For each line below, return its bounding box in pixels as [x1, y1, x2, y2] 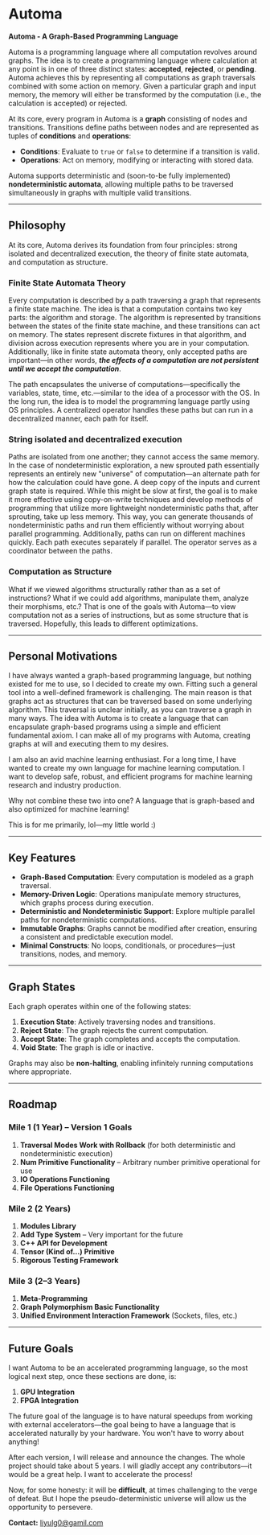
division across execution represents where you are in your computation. [8, 339, 250, 348]
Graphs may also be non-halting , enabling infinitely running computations [8, 1059, 254, 1068]
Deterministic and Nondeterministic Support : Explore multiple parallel [19, 907, 256, 916]
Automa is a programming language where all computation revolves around [8, 47, 257, 56]
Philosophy [8, 219, 67, 233]
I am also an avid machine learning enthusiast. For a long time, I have [8, 755, 237, 764]
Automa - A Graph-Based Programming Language [8, 31, 178, 41]
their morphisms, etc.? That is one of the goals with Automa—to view [8, 601, 236, 611]
